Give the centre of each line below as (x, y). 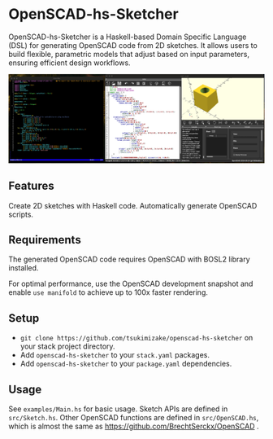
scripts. (21, 214)
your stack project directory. (67, 346)
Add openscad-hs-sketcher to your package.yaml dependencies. (126, 364)
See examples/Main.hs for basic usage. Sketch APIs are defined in (118, 409)
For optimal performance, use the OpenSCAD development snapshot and (131, 284)
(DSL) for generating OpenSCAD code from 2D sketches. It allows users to (133, 45)
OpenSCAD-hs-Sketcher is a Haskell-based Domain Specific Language (128, 37)
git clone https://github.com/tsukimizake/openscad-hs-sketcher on (136, 338)
